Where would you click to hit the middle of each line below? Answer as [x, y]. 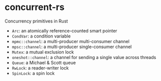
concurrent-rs [35, 7]
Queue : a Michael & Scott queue [44, 62]
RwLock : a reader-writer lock [40, 68]
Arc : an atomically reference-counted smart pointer [65, 30]
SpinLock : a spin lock [33, 73]
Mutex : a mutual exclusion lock [43, 52]
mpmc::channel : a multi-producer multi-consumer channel [71, 41]
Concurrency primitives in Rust [36, 21]
